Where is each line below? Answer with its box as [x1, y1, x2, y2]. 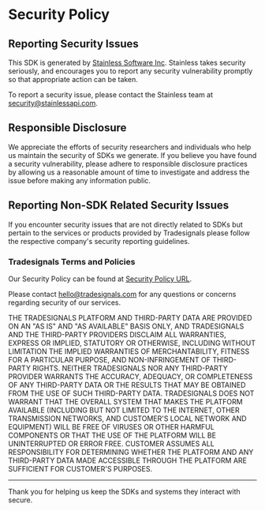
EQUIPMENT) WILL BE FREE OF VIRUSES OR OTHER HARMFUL [8, 422, 215, 431]
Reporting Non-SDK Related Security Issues [8, 199, 230, 212]
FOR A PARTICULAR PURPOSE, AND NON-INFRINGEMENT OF [8, 355, 211, 364]
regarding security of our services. [8, 298, 121, 307]
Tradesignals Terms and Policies [8, 256, 136, 267]
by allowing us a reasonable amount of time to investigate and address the [8, 167, 250, 177]
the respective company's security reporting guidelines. [8, 236, 190, 246]
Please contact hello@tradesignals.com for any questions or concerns [8, 289, 237, 299]
